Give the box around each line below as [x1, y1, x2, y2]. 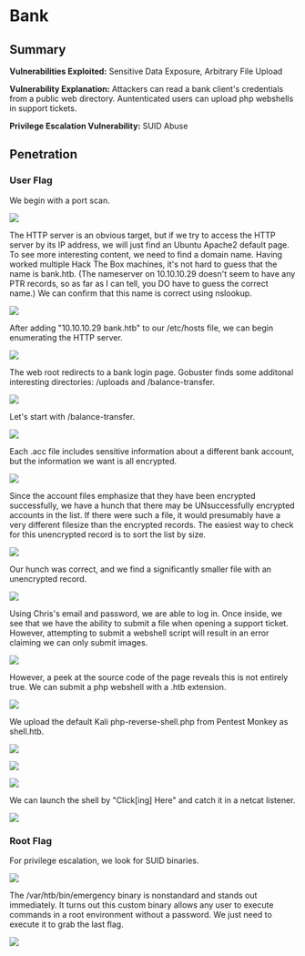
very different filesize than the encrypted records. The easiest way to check [9, 519, 294, 530]
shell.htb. [9, 726, 45, 737]
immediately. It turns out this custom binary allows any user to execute [9, 899, 274, 910]
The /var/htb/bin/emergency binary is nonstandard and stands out [9, 890, 258, 900]
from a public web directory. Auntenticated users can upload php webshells [9, 93, 294, 104]
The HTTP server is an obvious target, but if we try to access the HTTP [9, 229, 276, 240]
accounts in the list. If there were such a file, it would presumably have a [9, 509, 280, 520]
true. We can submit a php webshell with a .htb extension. [9, 681, 227, 692]
